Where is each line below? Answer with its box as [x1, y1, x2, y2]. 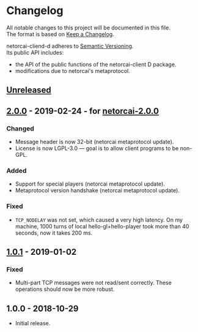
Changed [6, 124, 35, 132]
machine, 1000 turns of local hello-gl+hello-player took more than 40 [15, 222, 189, 230]
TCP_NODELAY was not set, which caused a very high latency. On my [15, 216, 183, 224]
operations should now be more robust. [15, 285, 115, 293]
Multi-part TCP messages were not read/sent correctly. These [15, 279, 172, 287]
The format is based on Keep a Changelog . [6, 30, 114, 37]
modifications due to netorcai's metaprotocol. [15, 67, 130, 74]
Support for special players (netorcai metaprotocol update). [15, 180, 165, 187]
